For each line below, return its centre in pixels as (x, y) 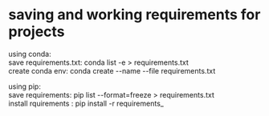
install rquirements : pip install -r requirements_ (86, 103)
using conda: (30, 54)
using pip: (25, 86)
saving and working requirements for (134, 15)
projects (37, 32)
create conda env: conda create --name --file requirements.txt (112, 70)
